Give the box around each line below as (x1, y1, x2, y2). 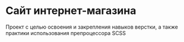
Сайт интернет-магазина (5, 4, 137, 17)
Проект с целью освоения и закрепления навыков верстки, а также (5, 23, 179, 30)
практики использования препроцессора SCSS (5, 29, 126, 36)
